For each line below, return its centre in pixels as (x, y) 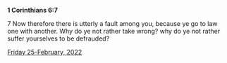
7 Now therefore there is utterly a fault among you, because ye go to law (112, 23)
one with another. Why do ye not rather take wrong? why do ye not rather (114, 31)
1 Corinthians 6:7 (33, 10)
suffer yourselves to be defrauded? (59, 38)
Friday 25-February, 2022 (45, 52)
